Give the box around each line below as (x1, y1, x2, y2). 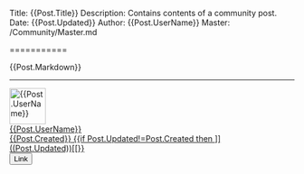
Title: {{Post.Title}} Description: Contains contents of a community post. (9, 8, 278, 18)
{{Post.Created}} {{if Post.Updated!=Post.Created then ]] (9, 133, 222, 143)
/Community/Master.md (9, 27, 98, 37)
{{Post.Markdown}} (9, 62, 81, 72)
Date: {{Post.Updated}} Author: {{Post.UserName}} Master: (9, 17, 231, 28)
